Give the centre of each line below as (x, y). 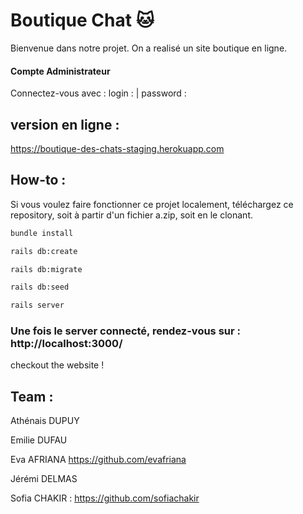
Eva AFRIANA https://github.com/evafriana (98, 460)
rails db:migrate (46, 269)
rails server (37, 305)
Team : (32, 396)
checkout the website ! (57, 365)
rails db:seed (40, 287)
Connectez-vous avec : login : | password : (98, 93)
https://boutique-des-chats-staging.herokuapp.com (117, 148)
